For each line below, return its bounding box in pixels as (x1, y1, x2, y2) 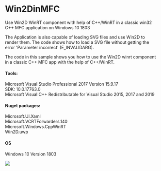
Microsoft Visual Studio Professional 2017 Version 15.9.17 (5, 81, 118, 87)
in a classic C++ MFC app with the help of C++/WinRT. (5, 59, 115, 65)
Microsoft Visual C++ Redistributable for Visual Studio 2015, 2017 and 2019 (5, 92, 155, 97)
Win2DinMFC (5, 3, 60, 15)
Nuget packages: (5, 102, 41, 108)
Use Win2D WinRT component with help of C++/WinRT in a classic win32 (5, 19, 152, 25)
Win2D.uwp (5, 129, 28, 135)
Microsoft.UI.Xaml (5, 114, 41, 119)
